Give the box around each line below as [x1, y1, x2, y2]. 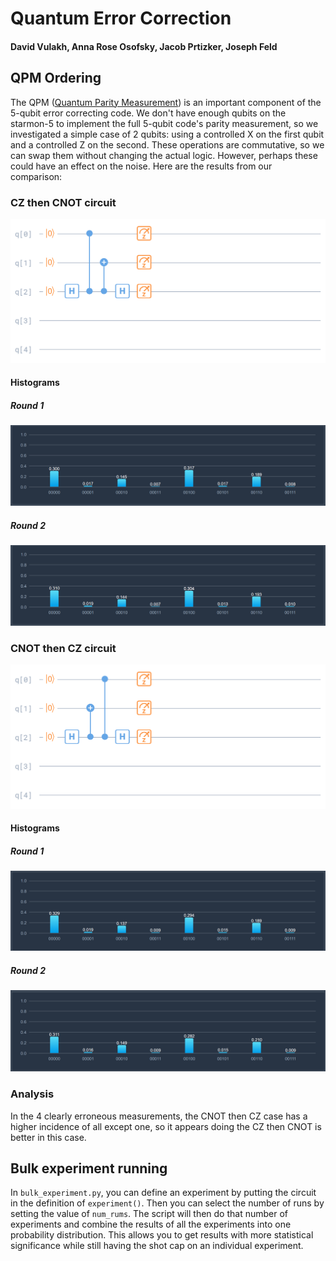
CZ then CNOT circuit [10, 195, 117, 209]
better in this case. [10, 1131, 87, 1143]
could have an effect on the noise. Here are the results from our [10, 160, 273, 172]
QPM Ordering [10, 70, 102, 87]
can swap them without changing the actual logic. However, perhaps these [10, 149, 318, 161]
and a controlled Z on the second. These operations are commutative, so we [10, 138, 325, 151]
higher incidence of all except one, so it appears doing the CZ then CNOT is [10, 1120, 322, 1132]
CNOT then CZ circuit [10, 641, 117, 655]
